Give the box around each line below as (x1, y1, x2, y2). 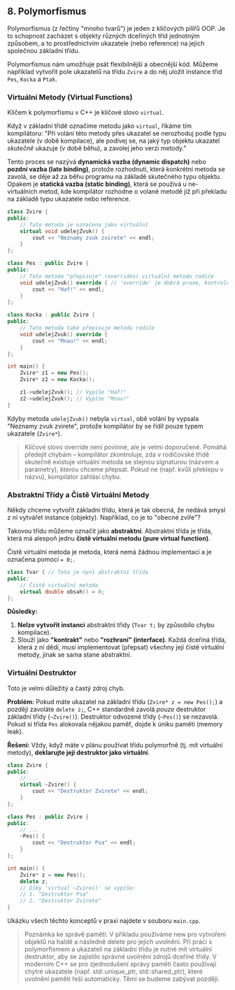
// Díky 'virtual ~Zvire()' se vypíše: (20, 884, 136, 891)
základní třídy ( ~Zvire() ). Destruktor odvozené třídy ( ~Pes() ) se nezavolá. (7, 712, 219, 721)
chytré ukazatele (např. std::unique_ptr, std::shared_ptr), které (24, 968, 203, 976)
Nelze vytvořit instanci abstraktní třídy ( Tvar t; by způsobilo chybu (17, 621, 215, 629)
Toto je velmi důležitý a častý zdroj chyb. (7, 684, 125, 692)
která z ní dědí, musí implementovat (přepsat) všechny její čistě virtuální (17, 643, 225, 652)
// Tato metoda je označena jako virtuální (20, 221, 149, 228)
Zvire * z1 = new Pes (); (20, 370, 90, 377)
